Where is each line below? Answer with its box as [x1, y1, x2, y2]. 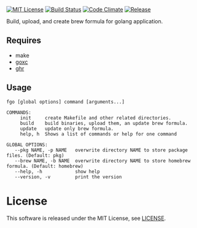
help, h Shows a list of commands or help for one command [20, 131, 177, 137]
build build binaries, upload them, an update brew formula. [20, 120, 188, 126]
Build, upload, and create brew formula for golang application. [6, 18, 163, 25]
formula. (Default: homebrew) [6, 163, 84, 169]
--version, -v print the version [14, 173, 122, 180]
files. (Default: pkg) [6, 152, 64, 159]
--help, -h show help [14, 169, 100, 175]
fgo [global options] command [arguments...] [6, 99, 125, 105]
